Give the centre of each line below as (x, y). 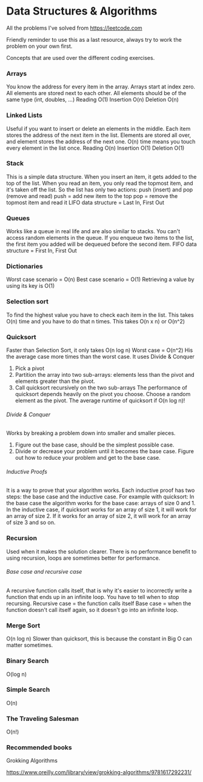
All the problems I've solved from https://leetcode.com (74, 28)
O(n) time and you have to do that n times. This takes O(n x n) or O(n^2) (96, 321)
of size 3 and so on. (31, 523)
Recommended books (39, 747)
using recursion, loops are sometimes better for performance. (83, 558)
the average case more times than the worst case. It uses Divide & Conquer (101, 357)
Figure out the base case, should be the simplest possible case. (95, 445)
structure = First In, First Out (42, 251)
